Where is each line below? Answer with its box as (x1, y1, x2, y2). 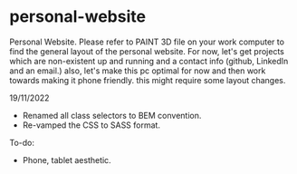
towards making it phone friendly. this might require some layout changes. (9, 74, 286, 85)
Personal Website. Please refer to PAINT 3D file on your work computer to (9, 36, 285, 47)
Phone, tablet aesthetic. (22, 154, 111, 165)
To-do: (9, 137, 34, 148)
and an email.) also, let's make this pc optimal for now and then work (9, 65, 266, 76)
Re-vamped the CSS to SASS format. (22, 120, 161, 130)
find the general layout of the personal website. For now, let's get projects (9, 45, 285, 56)
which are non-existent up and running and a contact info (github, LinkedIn (9, 55, 289, 66)
